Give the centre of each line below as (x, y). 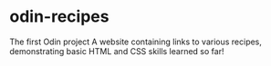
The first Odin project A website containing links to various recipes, (136, 42)
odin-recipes (59, 17)
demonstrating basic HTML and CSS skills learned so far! (117, 51)
